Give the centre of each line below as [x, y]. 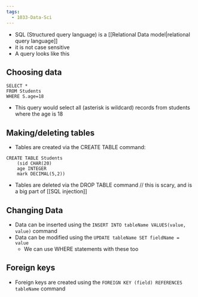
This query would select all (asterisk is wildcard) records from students [102, 108]
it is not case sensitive [42, 47]
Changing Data [35, 210]
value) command [36, 231]
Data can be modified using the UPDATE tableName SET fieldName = [97, 237]
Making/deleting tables [50, 133]
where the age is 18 [39, 114]
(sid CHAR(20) [34, 163]
